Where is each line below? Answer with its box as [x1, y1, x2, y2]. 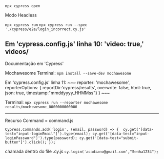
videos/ [5, 48, 29, 56]
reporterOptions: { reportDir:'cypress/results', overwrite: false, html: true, [5, 84, 151, 90]
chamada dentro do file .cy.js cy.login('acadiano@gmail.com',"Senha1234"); [5, 148, 159, 154]
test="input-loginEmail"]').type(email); [5, 131, 91, 136]
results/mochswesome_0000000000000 [5, 104, 78, 109]
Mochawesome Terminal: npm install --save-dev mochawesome [5, 70, 131, 76]
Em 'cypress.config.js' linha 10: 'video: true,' [5, 40, 144, 48]
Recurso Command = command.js [5, 118, 74, 123]
